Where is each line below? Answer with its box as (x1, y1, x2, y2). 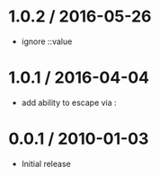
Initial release (21, 158, 71, 169)
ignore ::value (21, 36, 73, 47)
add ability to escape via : (21, 97, 118, 108)
